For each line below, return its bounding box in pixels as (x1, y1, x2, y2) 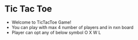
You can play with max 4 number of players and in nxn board (11, 24, 134, 30)
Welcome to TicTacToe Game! (11, 19, 71, 25)
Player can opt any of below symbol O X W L (11, 29, 101, 35)
